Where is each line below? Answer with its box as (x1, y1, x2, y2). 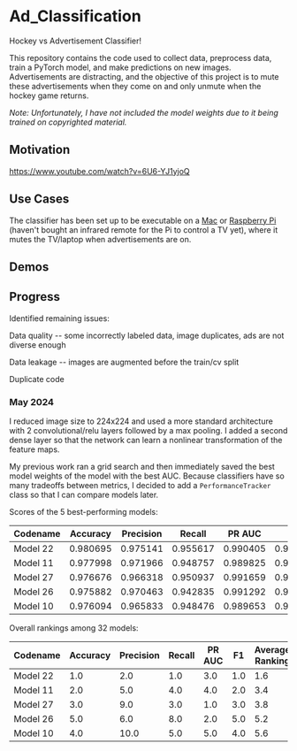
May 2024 (9, 395, 55, 408)
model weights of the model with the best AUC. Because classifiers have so (9, 471, 285, 481)
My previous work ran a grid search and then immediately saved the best (9, 462, 276, 472)
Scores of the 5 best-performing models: (9, 507, 159, 517)
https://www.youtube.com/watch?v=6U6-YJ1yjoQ (9, 165, 190, 176)
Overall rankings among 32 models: (9, 623, 139, 633)
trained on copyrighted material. (9, 117, 127, 127)
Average (254, 644, 291, 656)
